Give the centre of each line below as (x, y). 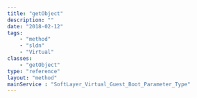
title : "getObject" (35, 13)
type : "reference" (34, 71)
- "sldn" (32, 46)
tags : (15, 33)
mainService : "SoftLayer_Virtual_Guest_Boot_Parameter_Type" (99, 84)
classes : (20, 59)
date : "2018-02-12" (35, 26)
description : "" (31, 20)
